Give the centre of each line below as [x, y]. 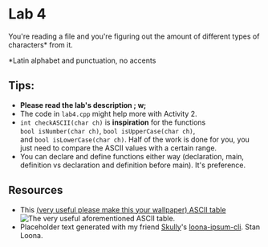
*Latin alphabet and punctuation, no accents [82, 60]
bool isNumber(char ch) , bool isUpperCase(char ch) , [108, 130]
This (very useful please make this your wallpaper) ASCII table [123, 209]
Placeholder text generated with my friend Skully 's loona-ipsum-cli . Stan [140, 227]
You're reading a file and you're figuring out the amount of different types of [134, 36]
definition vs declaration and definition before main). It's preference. [133, 165]
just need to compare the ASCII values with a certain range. [118, 148]
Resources [36, 190]
